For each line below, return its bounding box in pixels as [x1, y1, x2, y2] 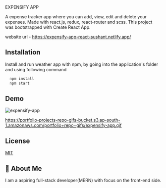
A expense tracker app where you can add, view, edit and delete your [5, 14, 147, 19]
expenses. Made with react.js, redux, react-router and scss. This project [5, 19, 153, 25]
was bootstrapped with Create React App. [5, 24, 91, 30]
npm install [9, 76, 35, 81]
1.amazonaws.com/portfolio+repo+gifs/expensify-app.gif [5, 122, 122, 128]
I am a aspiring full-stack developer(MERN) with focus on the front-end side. [5, 178, 162, 183]
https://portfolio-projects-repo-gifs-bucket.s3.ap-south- [5, 117, 120, 123]
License [5, 137, 30, 145]
